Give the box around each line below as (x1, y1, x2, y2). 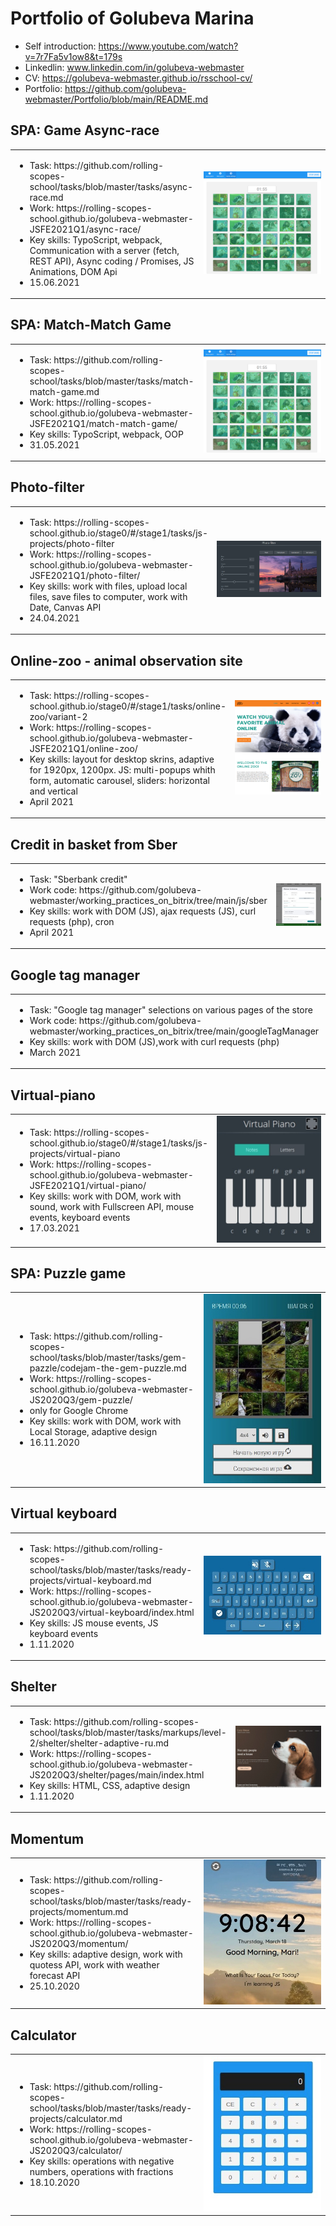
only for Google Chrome (29, 1405, 129, 1417)
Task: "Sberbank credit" (29, 873, 128, 885)
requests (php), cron (29, 915, 115, 927)
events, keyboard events (29, 1211, 131, 1223)
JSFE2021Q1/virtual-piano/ (29, 1179, 147, 1191)
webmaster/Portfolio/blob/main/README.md (24, 93, 208, 105)
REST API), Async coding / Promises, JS (29, 255, 195, 267)
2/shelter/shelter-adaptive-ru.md (29, 1737, 169, 1749)
